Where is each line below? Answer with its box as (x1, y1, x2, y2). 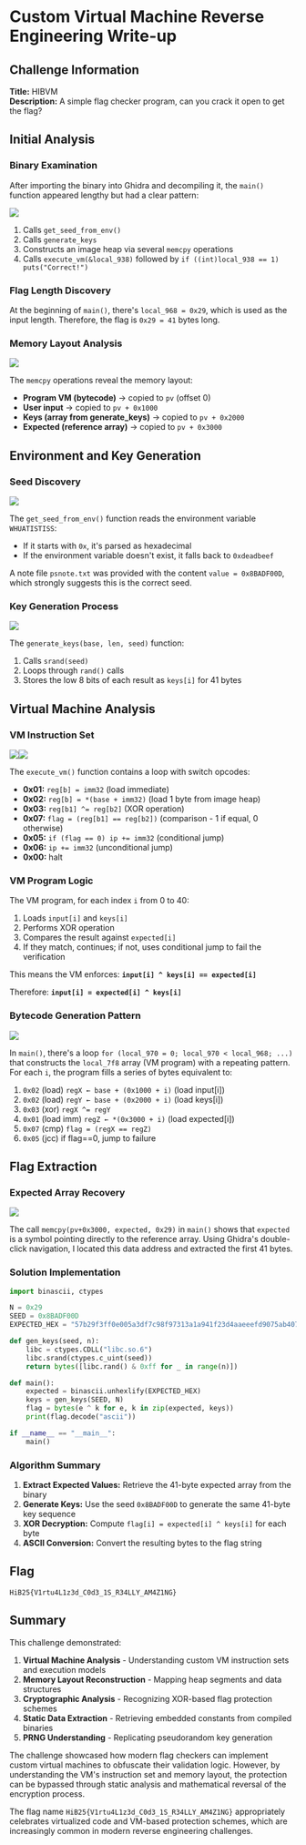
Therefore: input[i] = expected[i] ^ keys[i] (9, 986, 182, 998)
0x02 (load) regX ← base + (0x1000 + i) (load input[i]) (22, 1084, 226, 1095)
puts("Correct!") (22, 262, 89, 272)
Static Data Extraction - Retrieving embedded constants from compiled (22, 1712, 292, 1723)
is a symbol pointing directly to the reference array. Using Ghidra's (9, 1234, 260, 1245)
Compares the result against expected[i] (22, 932, 177, 943)
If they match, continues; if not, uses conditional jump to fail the (22, 942, 262, 953)
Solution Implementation (9, 1266, 121, 1279)
